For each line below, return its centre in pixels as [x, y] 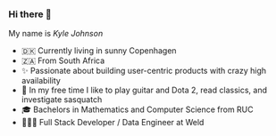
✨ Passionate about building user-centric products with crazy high [144, 71]
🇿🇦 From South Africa [63, 60]
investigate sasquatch [62, 100]
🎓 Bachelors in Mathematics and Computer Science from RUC [137, 109]
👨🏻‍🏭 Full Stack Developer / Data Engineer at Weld [113, 123]
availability [41, 81]
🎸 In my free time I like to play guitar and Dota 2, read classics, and [144, 90]
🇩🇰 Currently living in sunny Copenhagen [99, 51]
